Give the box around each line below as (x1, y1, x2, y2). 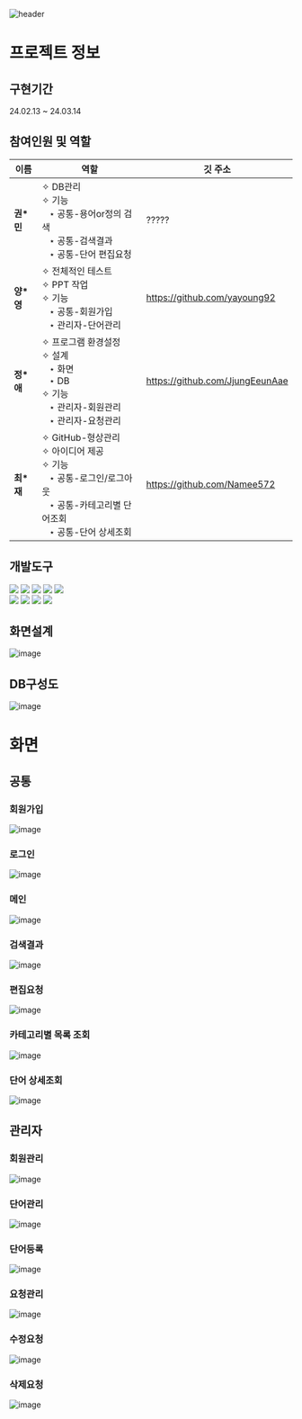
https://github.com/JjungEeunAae (146, 374, 289, 387)
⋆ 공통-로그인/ (49, 472, 108, 484)
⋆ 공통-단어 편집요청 (49, 247, 132, 260)
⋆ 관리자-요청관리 (49, 414, 121, 427)
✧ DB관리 (41, 180, 81, 193)
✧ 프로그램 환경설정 (41, 336, 121, 348)
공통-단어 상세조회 (57, 525, 132, 538)
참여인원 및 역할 (9, 134, 92, 149)
